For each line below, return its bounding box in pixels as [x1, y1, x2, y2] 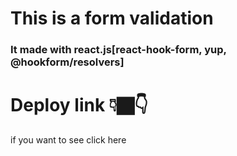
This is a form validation [10, 7, 214, 30]
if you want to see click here [10, 134, 127, 146]
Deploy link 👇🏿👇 [10, 94, 149, 117]
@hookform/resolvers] [10, 55, 125, 69]
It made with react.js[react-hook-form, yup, [10, 43, 227, 57]
